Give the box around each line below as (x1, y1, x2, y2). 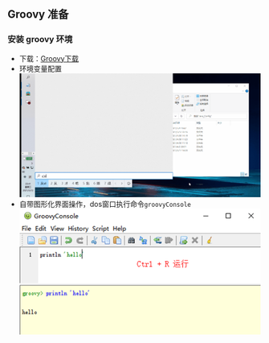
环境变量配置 (18, 64, 62, 73)
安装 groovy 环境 (7, 34, 73, 45)
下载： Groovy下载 (18, 53, 79, 63)
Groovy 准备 (7, 7, 69, 22)
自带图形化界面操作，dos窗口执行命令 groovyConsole (18, 200, 192, 209)
